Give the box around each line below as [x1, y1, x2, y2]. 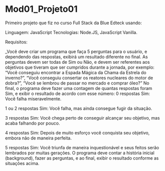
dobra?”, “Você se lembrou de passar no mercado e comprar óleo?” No [5, 80, 149, 86]
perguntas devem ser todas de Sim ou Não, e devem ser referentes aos [5, 59, 150, 65]
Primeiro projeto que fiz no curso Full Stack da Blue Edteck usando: [5, 20, 142, 26]
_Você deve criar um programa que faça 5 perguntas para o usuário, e [5, 48, 147, 54]
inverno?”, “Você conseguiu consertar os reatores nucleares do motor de [5, 75, 154, 81]
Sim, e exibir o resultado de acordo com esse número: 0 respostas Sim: [5, 90, 150, 96]
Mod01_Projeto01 [5, 3, 78, 15]
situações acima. [5, 160, 39, 166]
